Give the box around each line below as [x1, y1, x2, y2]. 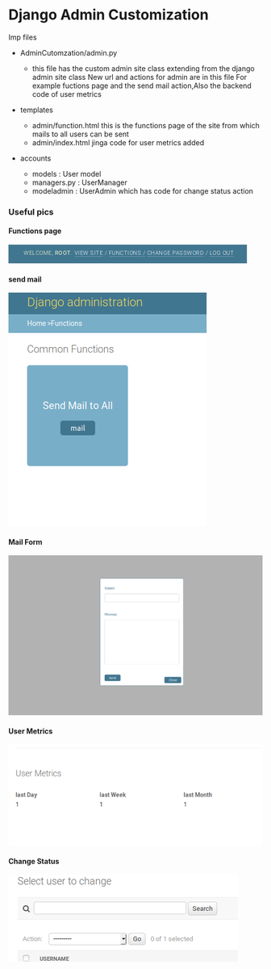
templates [19, 105, 54, 115]
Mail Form [8, 537, 43, 546]
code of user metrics [31, 89, 102, 98]
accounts [19, 153, 52, 163]
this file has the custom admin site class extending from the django [31, 63, 256, 73]
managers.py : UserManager [31, 178, 127, 187]
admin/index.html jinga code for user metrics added [31, 137, 204, 147]
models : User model [31, 169, 102, 178]
